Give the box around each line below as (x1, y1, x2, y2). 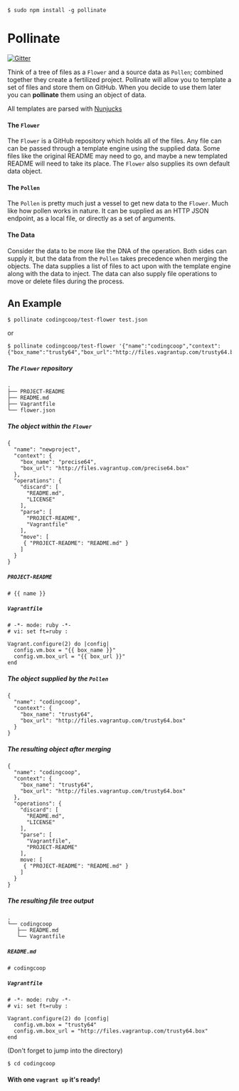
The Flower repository (7, 364, 73, 372)
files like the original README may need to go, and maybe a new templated (7, 152, 228, 161)
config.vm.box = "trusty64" (14, 1021, 97, 1029)
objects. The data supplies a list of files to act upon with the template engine (7, 261, 231, 270)
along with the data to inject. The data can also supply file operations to (7, 269, 218, 278)
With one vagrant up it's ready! (7, 1075, 101, 1084)
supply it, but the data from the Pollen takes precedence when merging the (7, 254, 228, 263)
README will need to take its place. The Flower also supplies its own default (7, 159, 230, 168)
